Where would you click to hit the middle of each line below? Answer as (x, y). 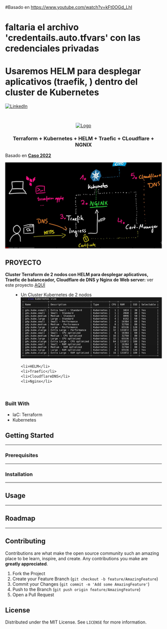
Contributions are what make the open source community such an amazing (82, 553)
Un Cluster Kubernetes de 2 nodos (56, 295)
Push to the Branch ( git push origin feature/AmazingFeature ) (76, 589)
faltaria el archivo (42, 27)
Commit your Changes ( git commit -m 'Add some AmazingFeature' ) (81, 584)
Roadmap (20, 519)
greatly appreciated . (27, 564)
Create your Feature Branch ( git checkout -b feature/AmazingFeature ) (85, 579)
